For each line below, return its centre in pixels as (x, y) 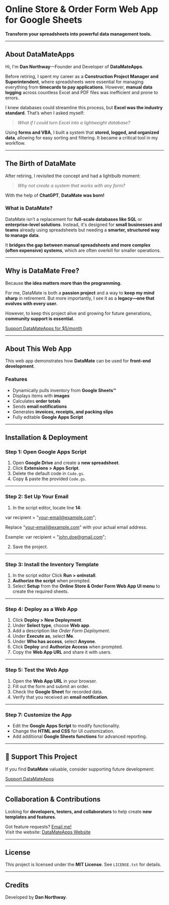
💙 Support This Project (41, 757)
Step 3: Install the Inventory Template (52, 564)
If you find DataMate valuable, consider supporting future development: (80, 769)
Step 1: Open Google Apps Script (46, 452)
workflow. (15, 143)
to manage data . (23, 235)
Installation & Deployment (47, 438)
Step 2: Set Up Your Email (37, 497)
